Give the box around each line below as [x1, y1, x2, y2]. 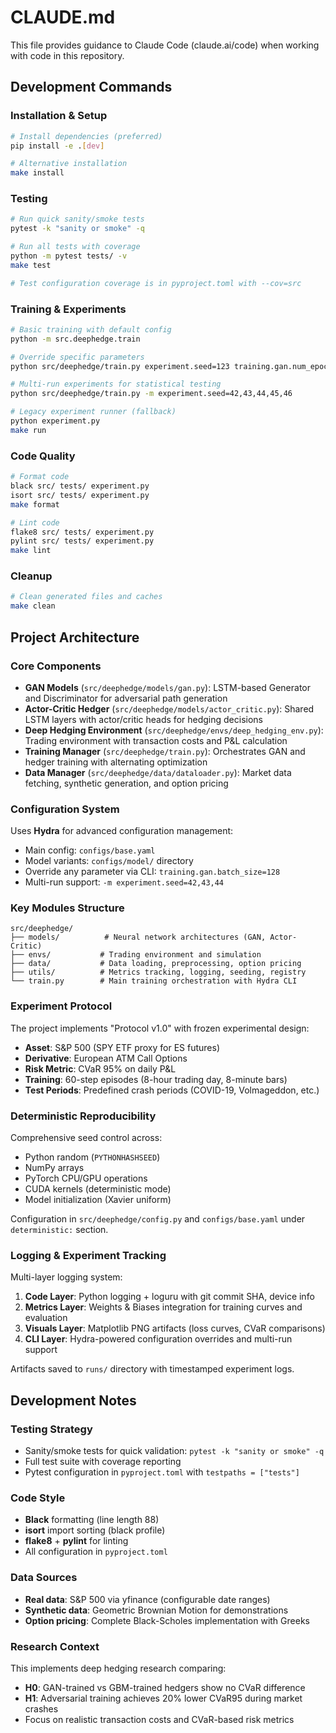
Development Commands [10, 79, 173, 96]
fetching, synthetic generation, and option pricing [24, 777, 229, 789]
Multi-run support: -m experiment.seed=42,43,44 [24, 876, 225, 888]
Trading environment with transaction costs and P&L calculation [24, 734, 288, 746]
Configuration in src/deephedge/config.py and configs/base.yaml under [10, 1213, 306, 1225]
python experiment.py [10, 416, 101, 426]
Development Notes [10, 1392, 137, 1409]
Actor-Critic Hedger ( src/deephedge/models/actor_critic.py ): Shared [24, 702, 315, 715]
